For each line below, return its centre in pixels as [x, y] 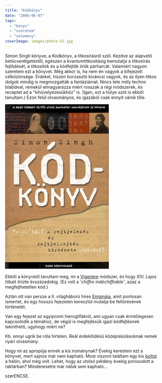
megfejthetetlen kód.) [27, 287]
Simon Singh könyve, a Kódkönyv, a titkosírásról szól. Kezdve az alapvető [79, 56]
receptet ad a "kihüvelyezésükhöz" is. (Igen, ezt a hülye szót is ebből [74, 92]
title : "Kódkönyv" [24, 10]
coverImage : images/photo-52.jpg [39, 42]
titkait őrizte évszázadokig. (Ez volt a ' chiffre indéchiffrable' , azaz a [73, 282]
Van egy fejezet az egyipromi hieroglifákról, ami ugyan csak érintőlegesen [79, 316]
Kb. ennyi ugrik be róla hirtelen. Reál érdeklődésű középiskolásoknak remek [81, 336]
